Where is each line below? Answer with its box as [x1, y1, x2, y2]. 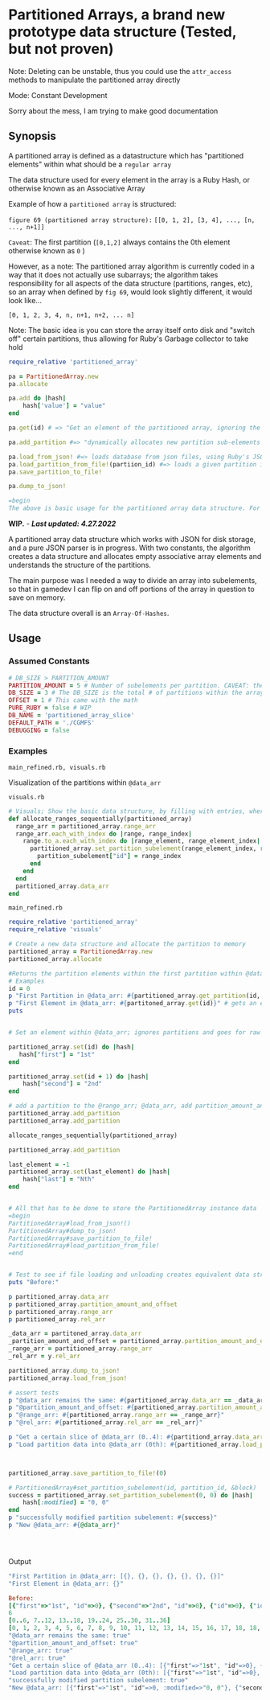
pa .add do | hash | [8, 394, 67, 403]
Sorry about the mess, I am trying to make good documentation [8, 106, 219, 116]
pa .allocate [8, 380, 48, 388]
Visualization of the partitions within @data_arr [8, 778, 162, 787]
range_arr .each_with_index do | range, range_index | [15, 830, 193, 838]
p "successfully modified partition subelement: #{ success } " [8, 1513, 218, 1521]
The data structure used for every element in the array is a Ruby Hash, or [8, 175, 251, 184]
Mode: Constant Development [8, 90, 108, 100]
